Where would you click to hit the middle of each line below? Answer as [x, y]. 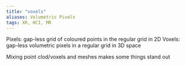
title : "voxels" [26, 11]
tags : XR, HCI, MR [29, 22]
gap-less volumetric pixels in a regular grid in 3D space [74, 45]
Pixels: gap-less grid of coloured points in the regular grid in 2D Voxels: [93, 39]
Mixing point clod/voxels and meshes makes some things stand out [88, 57]
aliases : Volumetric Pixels [41, 17]
